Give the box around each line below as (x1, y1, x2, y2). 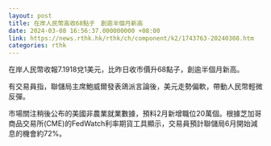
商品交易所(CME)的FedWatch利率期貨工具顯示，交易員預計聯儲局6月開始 (8, 119, 252, 128)
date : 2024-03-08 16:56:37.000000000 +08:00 (8, 26, 161, 34)
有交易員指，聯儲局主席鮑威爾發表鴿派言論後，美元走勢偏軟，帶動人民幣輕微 (8, 82, 263, 91)
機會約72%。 (22, 129, 67, 139)
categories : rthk (8, 42, 67, 50)
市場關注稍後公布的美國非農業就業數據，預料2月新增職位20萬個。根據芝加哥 (8, 109, 262, 119)
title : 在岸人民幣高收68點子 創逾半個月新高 (8, 19, 144, 27)
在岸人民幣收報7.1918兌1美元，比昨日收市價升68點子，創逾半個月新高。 (8, 65, 244, 75)
